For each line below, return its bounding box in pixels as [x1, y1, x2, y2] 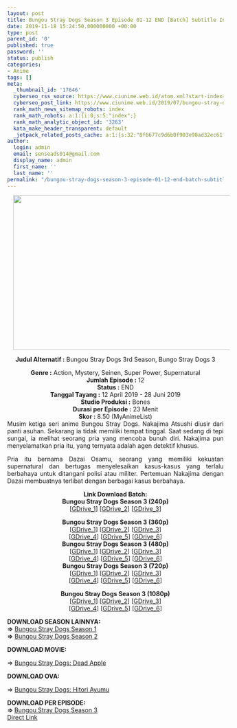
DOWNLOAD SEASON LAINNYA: [7, 617, 101, 626]
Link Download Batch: [83, 490, 148, 499]
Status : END [97, 383, 134, 391]
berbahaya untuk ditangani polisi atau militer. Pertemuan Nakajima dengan [7, 470, 224, 478]
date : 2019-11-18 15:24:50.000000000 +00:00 [7, 23, 137, 30]
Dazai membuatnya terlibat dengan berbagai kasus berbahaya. [7, 477, 185, 485]
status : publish [7, 55, 54, 62]
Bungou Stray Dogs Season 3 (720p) [62, 562, 169, 570]
